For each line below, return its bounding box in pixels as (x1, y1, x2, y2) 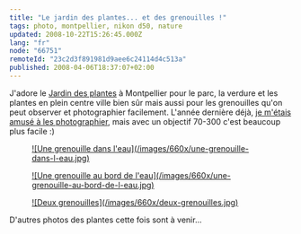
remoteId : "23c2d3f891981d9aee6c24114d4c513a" (9, 55, 187, 64)
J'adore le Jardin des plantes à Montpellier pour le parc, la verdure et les (9, 87, 279, 99)
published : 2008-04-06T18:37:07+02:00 (9, 64, 155, 73)
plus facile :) (9, 126, 56, 136)
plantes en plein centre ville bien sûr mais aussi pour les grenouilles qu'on (9, 97, 283, 108)
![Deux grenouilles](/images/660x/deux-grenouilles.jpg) (31, 196, 239, 207)
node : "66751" (9, 47, 63, 56)
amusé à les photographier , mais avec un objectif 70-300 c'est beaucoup (9, 116, 281, 126)
